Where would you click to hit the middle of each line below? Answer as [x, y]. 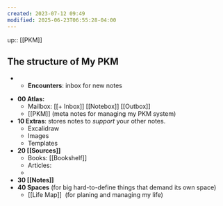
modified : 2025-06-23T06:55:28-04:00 [62, 20]
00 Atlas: [31, 99]
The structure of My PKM [63, 61]
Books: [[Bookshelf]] [57, 158]
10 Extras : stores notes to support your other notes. [91, 121]
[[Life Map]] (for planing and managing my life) [95, 195]
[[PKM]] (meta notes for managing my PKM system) [102, 114]
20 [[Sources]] [39, 151]
